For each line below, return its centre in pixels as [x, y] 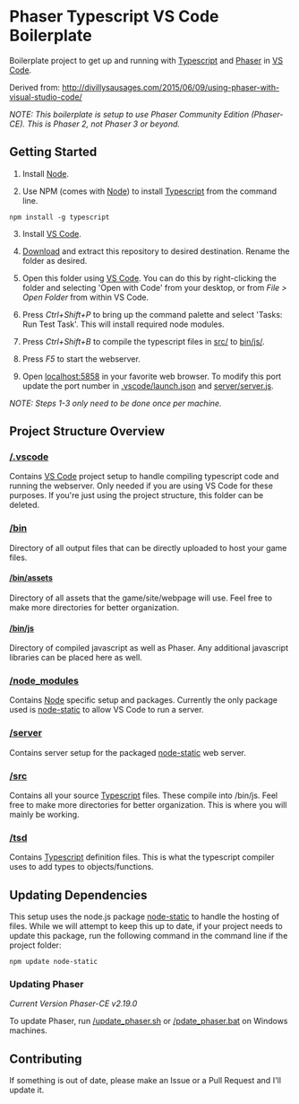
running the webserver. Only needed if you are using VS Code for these [141, 486]
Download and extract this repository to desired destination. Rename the [156, 251]
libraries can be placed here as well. [76, 658]
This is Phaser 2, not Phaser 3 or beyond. [103, 124]
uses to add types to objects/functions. [81, 867]
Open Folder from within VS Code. [85, 297]
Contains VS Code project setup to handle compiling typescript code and [144, 477]
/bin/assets [31, 578]
